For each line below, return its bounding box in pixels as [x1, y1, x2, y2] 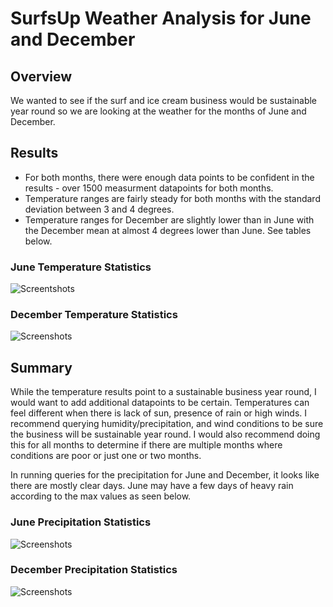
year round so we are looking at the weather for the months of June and [10, 105, 307, 117]
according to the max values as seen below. [10, 490, 192, 502]
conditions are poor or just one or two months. [10, 450, 202, 462]
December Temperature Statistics [10, 308, 178, 322]
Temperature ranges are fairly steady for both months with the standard [24, 192, 321, 204]
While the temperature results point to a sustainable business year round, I [10, 386, 317, 398]
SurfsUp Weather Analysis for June [10, 7, 312, 30]
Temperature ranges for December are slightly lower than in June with [24, 213, 315, 226]
